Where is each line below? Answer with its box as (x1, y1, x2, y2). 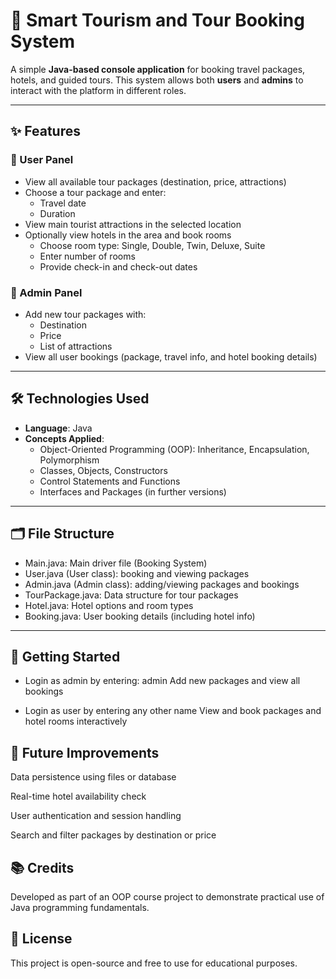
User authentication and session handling (10, 810, 182, 822)
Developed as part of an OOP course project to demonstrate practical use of (10, 890, 325, 903)
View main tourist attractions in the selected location (24, 218, 242, 230)
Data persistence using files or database (10, 771, 177, 783)
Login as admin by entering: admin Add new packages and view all (24, 675, 301, 687)
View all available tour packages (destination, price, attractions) (24, 175, 287, 188)
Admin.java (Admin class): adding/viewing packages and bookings (24, 578, 300, 590)
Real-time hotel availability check (10, 790, 147, 803)
